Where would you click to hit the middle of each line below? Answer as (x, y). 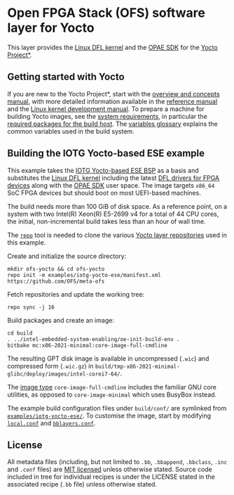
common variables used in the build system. (71, 131)
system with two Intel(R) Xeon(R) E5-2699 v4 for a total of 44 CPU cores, (113, 214)
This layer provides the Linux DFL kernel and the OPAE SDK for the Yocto (113, 47)
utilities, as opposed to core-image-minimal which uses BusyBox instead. (112, 394)
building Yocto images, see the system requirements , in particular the (108, 116)
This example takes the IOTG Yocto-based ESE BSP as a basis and (103, 170)
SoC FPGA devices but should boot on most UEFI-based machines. (104, 193)
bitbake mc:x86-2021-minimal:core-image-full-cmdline (88, 345)
